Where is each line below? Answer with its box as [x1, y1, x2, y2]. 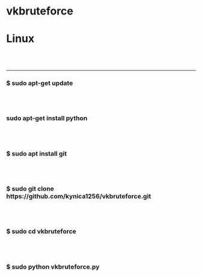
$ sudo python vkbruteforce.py [6, 263, 100, 271]
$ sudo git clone [6, 184, 54, 193]
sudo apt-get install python [6, 114, 88, 123]
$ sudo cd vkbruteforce [6, 228, 76, 236]
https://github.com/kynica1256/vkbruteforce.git [6, 192, 151, 200]
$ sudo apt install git [6, 149, 67, 158]
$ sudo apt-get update [6, 79, 73, 88]
